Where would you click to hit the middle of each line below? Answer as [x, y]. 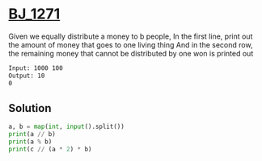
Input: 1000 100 [36, 68]
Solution [30, 108]
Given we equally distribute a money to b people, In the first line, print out [131, 36]
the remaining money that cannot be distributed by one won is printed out [131, 53]
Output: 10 [27, 76]
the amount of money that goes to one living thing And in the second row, [131, 44]
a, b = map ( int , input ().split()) [67, 127]
